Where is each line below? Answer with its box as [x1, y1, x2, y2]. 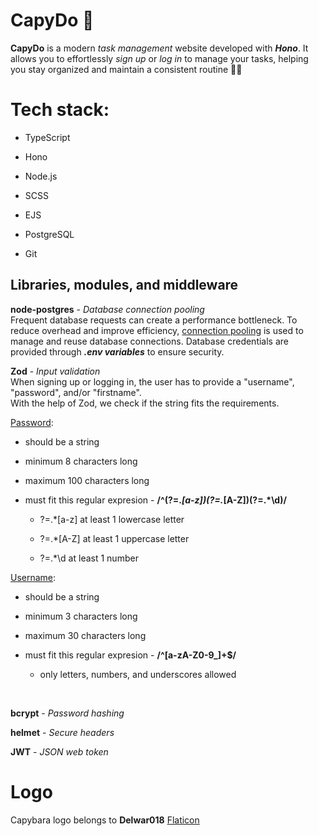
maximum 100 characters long [24, 474, 150, 486]
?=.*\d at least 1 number [39, 552, 139, 564]
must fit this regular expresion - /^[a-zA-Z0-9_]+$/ [24, 649, 237, 661]
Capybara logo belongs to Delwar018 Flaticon [10, 814, 200, 826]
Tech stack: [10, 99, 110, 121]
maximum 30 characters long [24, 629, 147, 641]
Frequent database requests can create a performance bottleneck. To [10, 314, 298, 326]
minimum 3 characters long [24, 610, 138, 622]
